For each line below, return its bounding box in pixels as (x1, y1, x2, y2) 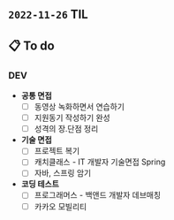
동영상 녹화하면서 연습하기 (34, 102, 125, 112)
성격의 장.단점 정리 (34, 124, 99, 134)
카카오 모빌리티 (34, 201, 87, 211)
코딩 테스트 (20, 178, 59, 189)
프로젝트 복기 (34, 146, 80, 156)
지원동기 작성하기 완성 (34, 112, 111, 123)
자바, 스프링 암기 (34, 168, 92, 178)
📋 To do (8, 38, 55, 53)
